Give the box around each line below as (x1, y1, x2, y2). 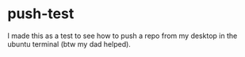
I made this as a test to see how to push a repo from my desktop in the (7, 31, 238, 40)
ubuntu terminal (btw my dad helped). (7, 39, 132, 48)
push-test (7, 5, 75, 23)
